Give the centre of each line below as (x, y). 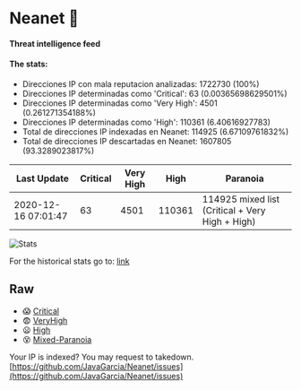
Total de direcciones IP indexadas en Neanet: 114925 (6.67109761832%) (155, 131)
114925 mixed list (241, 199)
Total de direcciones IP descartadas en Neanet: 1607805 (127, 141)
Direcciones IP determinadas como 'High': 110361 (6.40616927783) (146, 122)
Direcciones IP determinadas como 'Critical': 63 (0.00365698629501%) (155, 93)
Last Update (43, 178)
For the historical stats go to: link (69, 261)
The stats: (29, 64)
